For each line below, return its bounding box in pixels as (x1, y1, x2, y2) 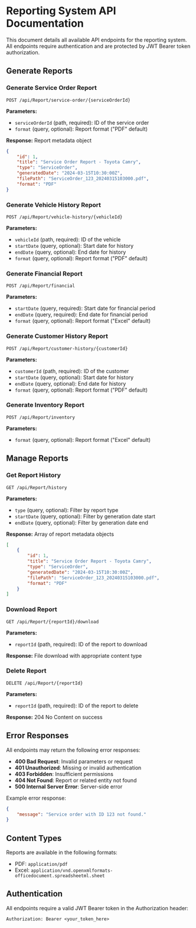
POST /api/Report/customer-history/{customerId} (6, 345, 128, 351)
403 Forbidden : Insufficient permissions (14, 770, 114, 777)
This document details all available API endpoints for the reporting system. (6, 36, 187, 43)
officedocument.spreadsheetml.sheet (14, 873, 105, 879)
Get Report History (6, 471, 61, 480)
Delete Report (6, 667, 47, 675)
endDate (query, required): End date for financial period (14, 311, 148, 318)
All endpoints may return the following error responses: (6, 746, 141, 754)
